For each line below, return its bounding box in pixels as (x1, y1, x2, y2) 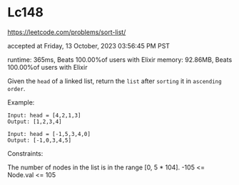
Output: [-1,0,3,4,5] (7, 137, 72, 144)
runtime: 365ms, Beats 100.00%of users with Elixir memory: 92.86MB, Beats (7, 55, 233, 64)
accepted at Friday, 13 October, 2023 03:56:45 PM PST (7, 41, 170, 50)
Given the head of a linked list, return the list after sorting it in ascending (7, 76, 223, 85)
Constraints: (7, 149, 44, 157)
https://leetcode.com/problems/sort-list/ (7, 28, 126, 36)
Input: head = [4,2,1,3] (7, 112, 81, 119)
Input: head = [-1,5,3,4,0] (7, 130, 91, 137)
